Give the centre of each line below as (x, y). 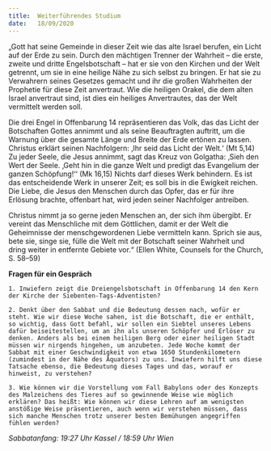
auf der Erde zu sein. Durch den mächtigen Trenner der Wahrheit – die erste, (136, 55)
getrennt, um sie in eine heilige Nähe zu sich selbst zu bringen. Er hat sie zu (135, 72)
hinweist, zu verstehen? (50, 373)
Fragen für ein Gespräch (50, 274)
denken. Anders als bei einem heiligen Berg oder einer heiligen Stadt (131, 338)
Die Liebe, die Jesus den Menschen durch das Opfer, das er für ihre (121, 191)
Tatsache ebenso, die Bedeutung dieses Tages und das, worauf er (121, 366)
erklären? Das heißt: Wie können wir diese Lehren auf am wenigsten (126, 402)
